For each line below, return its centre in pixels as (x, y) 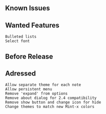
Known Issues (28, 8)
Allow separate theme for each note (43, 85)
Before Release (29, 56)
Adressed (21, 73)
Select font (17, 41)
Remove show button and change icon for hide (53, 102)
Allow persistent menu (29, 89)
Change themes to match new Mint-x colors (50, 107)
